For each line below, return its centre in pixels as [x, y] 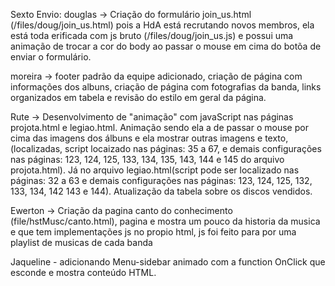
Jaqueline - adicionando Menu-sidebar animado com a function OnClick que [168, 262]
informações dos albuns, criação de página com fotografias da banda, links [166, 87]
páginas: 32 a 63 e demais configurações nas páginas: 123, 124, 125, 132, [161, 180]
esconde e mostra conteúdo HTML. [83, 272]
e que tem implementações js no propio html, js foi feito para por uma [153, 232]
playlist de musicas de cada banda [81, 242]
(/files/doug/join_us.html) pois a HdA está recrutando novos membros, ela [162, 25]
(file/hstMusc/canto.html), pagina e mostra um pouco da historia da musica [165, 221]
